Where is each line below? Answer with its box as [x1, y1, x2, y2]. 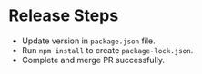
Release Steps [8, 5, 119, 26]
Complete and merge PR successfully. [21, 54, 166, 65]
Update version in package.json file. [21, 35, 156, 46]
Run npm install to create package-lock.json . [21, 44, 194, 55]
